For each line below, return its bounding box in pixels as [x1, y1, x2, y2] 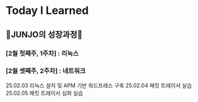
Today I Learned [5, 4, 89, 18]
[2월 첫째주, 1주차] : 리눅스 [5, 49, 79, 58]
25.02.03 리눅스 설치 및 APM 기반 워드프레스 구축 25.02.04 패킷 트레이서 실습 [5, 81, 193, 89]
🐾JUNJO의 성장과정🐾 [5, 29, 83, 39]
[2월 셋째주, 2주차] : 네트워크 [5, 67, 86, 75]
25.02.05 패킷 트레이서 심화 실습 [5, 89, 83, 97]
